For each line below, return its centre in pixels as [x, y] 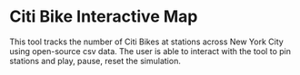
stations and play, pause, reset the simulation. [95, 61]
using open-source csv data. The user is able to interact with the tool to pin [150, 51]
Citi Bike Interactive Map [104, 17]
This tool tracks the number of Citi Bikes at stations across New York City [146, 42]
